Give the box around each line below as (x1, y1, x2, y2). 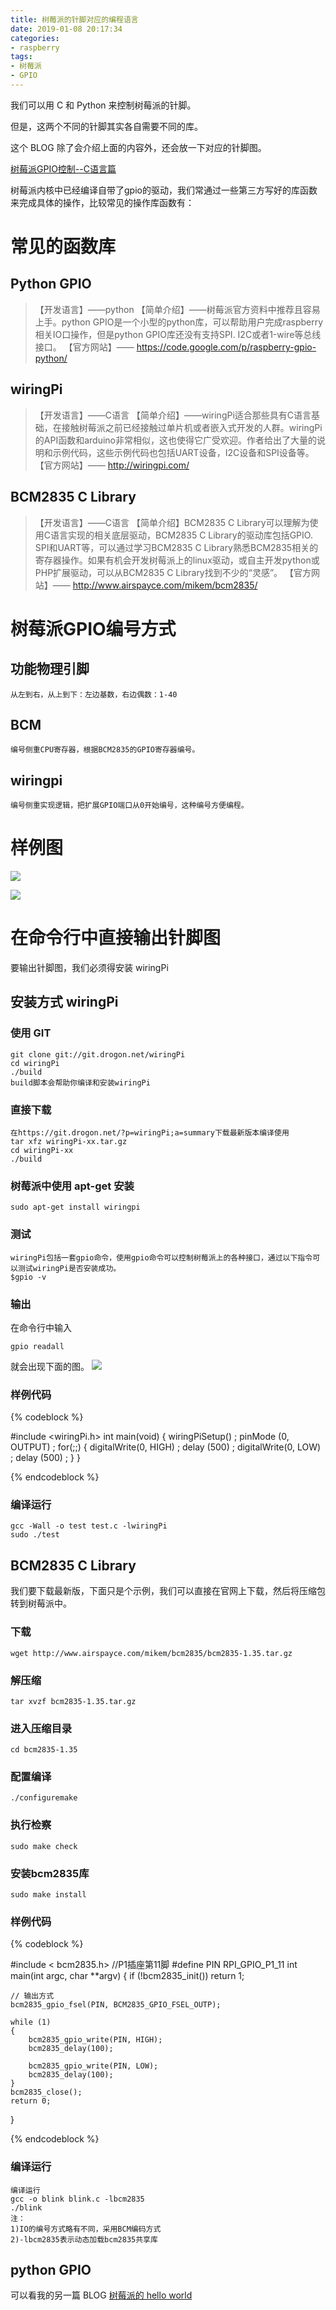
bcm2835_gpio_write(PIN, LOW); (28, 2061, 159, 2071)
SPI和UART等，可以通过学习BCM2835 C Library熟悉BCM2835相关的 (34, 541, 319, 553)
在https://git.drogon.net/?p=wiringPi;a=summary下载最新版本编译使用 (10, 1127, 290, 1138)
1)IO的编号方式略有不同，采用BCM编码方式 (10, 2224, 162, 2234)
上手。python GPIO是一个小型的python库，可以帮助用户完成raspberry (34, 316, 324, 328)
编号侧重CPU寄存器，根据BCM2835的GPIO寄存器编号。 (10, 745, 200, 755)
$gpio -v (10, 1272, 47, 1282)
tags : (10, 52, 33, 62)
